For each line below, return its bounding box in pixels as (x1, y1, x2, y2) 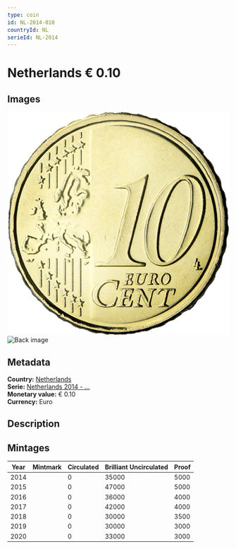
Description (7, 418, 60, 430)
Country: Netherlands (7, 375, 72, 384)
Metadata (7, 356, 51, 368)
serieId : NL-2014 (7, 34, 58, 41)
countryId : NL (7, 26, 49, 33)
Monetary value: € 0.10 (7, 390, 76, 399)
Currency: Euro (7, 398, 53, 406)
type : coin (7, 11, 39, 18)
